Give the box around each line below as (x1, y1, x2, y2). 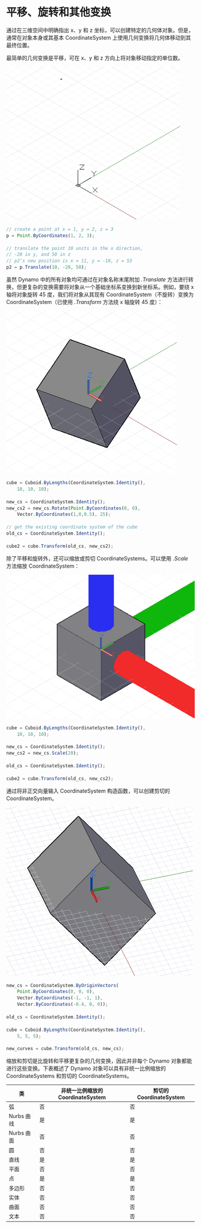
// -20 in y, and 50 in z (6, 252, 71, 258)
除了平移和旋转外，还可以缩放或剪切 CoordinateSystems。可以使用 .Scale (6, 555, 188, 562)
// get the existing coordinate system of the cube (6, 524, 138, 530)
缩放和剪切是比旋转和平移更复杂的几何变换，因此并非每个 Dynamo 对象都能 (6, 1057, 193, 1065)
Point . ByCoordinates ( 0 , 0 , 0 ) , (17, 989, 95, 995)
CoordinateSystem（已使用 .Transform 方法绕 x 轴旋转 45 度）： (6, 299, 163, 306)
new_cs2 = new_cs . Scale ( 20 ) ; (6, 750, 79, 756)
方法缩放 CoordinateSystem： (6, 562, 80, 570)
